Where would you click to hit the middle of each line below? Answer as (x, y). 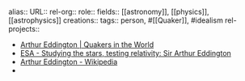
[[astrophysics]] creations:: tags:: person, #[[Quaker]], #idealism (116, 20)
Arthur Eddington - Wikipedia (69, 62)
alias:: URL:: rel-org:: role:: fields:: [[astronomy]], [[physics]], (109, 12)
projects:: (24, 29)
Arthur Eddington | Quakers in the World (87, 45)
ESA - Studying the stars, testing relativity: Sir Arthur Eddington (126, 53)
